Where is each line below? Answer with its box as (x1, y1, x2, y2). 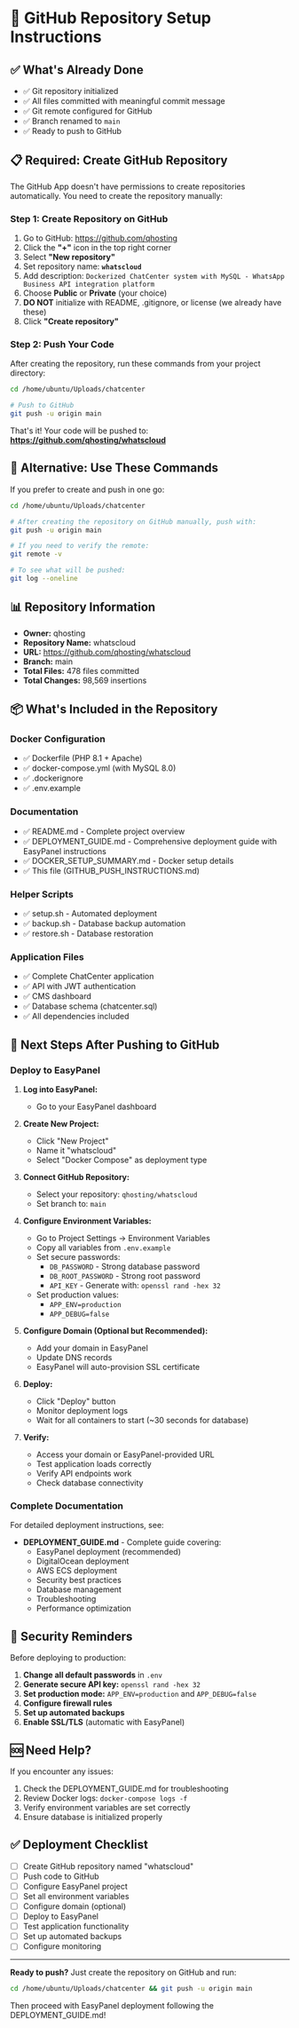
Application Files (10, 950, 84, 963)
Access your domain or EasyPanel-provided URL (35, 1449, 216, 1460)
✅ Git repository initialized (22, 86, 119, 96)
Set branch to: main (35, 1199, 106, 1209)
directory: (10, 368, 46, 378)
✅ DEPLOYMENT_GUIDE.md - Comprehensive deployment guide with (22, 836, 278, 846)
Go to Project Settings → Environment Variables (35, 1233, 211, 1244)
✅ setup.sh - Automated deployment (22, 908, 158, 919)
